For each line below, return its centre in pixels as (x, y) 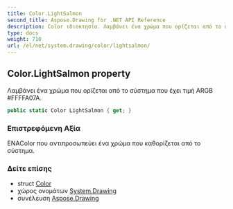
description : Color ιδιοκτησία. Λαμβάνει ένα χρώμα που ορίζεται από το (114, 26)
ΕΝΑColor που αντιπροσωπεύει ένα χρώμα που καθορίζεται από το (104, 143)
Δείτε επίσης (29, 168)
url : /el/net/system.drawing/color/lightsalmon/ (79, 46)
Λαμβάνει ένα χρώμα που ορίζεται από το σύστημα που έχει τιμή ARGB (110, 90)
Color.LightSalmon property (69, 74)
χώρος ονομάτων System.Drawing (67, 191)
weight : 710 (24, 39)
